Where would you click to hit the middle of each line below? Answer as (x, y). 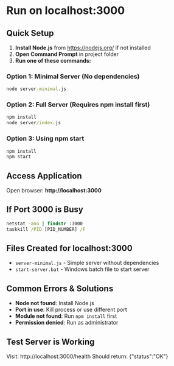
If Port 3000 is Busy (45, 210)
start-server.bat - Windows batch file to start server (82, 269)
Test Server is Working (50, 342)
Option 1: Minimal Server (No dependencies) (73, 76)
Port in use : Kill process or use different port (71, 310)
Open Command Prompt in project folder (67, 54)
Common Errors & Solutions (60, 288)
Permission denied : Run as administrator (67, 323)
